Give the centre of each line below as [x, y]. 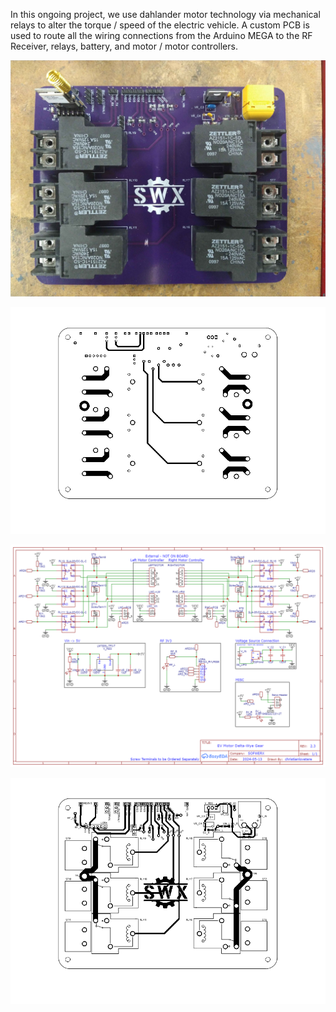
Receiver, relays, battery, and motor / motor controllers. [124, 46]
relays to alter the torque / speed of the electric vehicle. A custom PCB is [160, 25]
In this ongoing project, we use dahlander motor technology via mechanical [165, 14]
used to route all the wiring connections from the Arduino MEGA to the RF [161, 35]
